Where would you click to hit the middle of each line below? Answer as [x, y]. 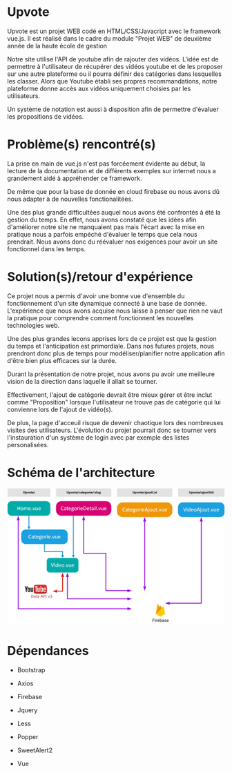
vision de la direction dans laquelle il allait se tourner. [82, 381]
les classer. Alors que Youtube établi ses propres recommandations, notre [112, 81]
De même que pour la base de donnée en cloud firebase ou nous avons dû [113, 191]
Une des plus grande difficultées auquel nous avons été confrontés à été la [114, 212]
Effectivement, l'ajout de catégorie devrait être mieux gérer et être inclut [110, 395]
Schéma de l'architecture [81, 473]
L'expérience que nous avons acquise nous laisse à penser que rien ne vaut [115, 311]
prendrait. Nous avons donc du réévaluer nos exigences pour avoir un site [113, 242]
